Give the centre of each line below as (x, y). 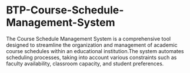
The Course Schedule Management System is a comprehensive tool (89, 39)
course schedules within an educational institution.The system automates (95, 51)
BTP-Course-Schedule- (65, 10)
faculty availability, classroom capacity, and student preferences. (85, 63)
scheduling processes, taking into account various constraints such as (91, 57)
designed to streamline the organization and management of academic (92, 45)
